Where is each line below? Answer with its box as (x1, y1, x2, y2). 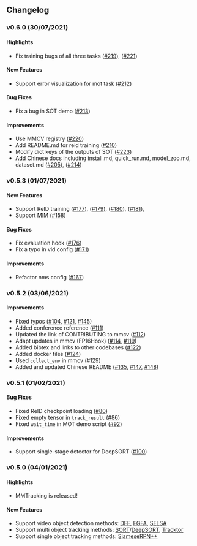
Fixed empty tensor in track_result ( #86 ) (15, 414, 121, 421)
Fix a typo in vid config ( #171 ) (15, 246, 89, 253)
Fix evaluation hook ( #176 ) (15, 239, 82, 247)
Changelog (6, 5, 50, 15)
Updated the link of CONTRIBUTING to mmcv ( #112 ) (15, 330, 146, 338)
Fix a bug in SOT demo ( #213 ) (15, 107, 91, 115)
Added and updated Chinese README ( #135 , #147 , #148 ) (15, 363, 159, 370)
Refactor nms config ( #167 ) (15, 273, 84, 281)
